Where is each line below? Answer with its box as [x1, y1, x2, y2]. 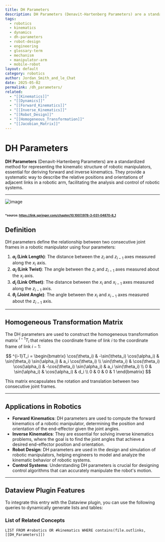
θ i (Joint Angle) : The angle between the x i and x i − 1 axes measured [12, 292, 149, 299]
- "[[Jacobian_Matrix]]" [9, 121, 60, 126]
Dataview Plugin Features [5, 487, 85, 495]
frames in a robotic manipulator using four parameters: [5, 244, 116, 250]
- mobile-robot [9, 62, 41, 67]
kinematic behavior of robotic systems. [12, 457, 91, 463]
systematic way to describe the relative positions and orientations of [5, 174, 143, 180]
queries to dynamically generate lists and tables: [5, 504, 103, 511]
